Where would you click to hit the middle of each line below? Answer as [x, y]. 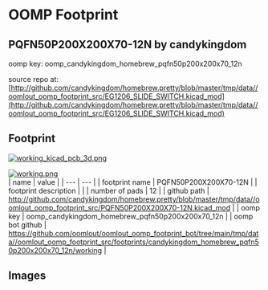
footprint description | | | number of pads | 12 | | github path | [109, 190]
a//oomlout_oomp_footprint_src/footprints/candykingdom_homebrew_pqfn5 [134, 242]
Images [27, 276]
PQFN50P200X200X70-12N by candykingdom [128, 45]
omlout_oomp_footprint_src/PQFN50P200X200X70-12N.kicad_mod [120, 207]
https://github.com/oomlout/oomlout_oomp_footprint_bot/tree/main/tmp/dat [134, 233]
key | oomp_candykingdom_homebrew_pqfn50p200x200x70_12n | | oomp [131, 216]
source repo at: [33, 79]
